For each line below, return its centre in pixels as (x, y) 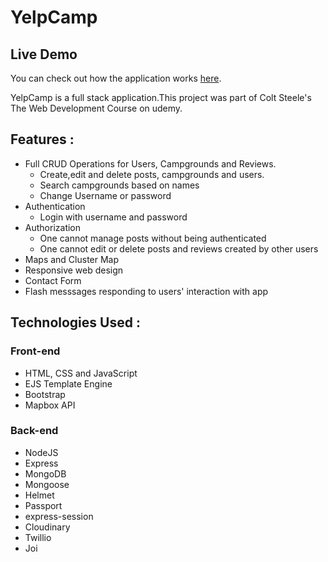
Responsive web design (74, 270)
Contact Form (53, 280)
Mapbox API (50, 405)
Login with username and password (113, 217)
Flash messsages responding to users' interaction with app (146, 291)
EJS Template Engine (68, 383)
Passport (43, 505)
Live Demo (44, 54)
